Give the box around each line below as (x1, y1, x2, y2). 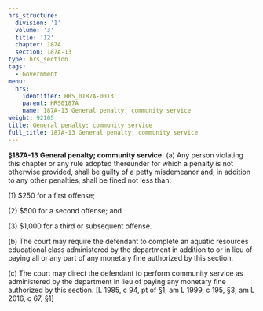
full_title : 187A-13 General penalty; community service (8, 128, 199, 136)
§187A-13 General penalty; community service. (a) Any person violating (8, 150, 243, 160)
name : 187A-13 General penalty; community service (22, 107, 192, 115)
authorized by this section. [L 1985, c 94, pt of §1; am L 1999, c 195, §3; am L (8, 285, 255, 294)
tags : (8, 63, 26, 71)
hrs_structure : (8, 11, 58, 20)
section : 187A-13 (15, 48, 72, 56)
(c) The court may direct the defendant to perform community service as (8, 268, 243, 278)
